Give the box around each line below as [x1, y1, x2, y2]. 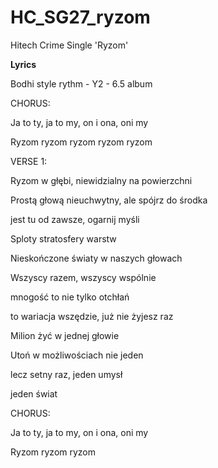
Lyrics [10, 58, 37, 70]
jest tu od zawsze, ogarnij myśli [10, 213, 140, 225]
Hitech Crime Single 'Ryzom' [10, 39, 129, 51]
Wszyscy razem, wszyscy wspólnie [10, 271, 157, 283]
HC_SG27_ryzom [10, 6, 151, 29]
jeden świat [10, 387, 58, 400]
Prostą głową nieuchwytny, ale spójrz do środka [10, 194, 208, 206]
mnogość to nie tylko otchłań [10, 291, 130, 303]
